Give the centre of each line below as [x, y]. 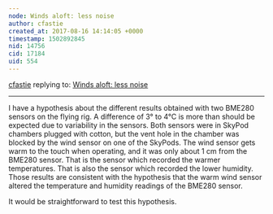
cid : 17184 [27, 54]
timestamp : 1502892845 [47, 39]
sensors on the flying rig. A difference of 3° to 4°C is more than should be [132, 116]
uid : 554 [23, 62]
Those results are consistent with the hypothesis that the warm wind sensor [135, 177]
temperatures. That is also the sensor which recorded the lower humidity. [131, 168]
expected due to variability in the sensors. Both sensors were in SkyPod [129, 125]
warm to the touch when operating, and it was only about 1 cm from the [128, 151]
